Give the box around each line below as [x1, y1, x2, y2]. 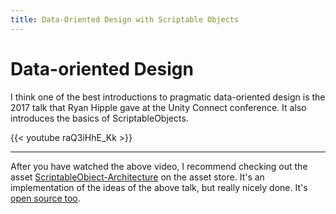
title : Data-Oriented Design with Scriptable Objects [10, 14, 240, 25]
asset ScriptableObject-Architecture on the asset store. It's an [10, 171, 265, 183]
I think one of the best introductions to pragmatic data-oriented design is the [10, 91, 326, 103]
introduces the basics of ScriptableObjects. [10, 112, 189, 124]
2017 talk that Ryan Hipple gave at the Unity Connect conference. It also [10, 101, 307, 113]
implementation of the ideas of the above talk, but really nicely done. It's [10, 181, 308, 193]
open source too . [10, 192, 81, 204]
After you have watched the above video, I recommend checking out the [10, 160, 308, 172]
